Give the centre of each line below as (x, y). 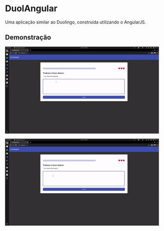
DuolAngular (31, 9)
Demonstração (28, 37)
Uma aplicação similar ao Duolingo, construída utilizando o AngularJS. (76, 22)
